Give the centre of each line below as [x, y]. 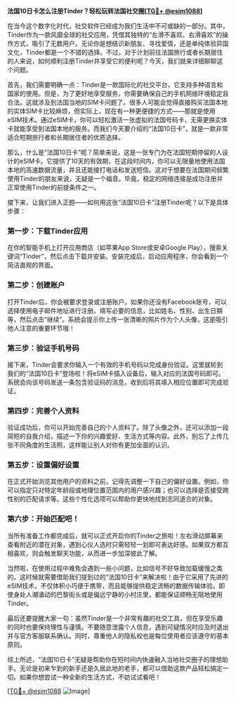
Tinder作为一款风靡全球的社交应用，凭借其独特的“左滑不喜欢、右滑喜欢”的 [115, 35]
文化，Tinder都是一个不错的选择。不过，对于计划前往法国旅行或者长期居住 [115, 52]
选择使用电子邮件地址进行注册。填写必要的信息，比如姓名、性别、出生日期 [115, 310]
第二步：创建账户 [36, 285]
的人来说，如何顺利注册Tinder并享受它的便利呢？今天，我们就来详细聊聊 [112, 61]
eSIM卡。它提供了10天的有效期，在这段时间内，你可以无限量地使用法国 [123, 161]
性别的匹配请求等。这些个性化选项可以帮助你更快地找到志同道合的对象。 [112, 499]
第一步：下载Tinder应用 [48, 231]
